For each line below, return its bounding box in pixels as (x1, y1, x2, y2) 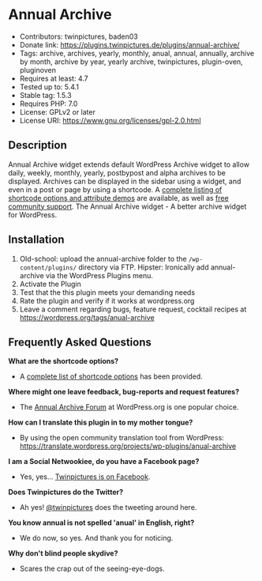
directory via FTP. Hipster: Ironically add (78, 262, 209, 272)
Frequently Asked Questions (8, 335, 152, 349)
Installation (8, 233, 65, 247)
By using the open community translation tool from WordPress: (19, 433, 225, 443)
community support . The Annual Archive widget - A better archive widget (8, 202, 247, 211)
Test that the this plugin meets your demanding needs (19, 287, 196, 297)
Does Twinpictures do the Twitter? (8, 488, 124, 497)
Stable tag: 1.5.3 (19, 90, 73, 100)
